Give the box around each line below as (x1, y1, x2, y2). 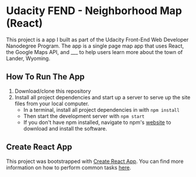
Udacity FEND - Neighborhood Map (6, 4, 182, 18)
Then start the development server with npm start (23, 112, 145, 119)
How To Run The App (6, 72, 85, 82)
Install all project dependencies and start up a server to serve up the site (14, 93, 191, 101)
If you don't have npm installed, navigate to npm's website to (23, 119, 172, 126)
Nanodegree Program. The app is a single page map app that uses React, (6, 42, 184, 49)
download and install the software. (23, 125, 108, 132)
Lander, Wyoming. (6, 55, 51, 62)
